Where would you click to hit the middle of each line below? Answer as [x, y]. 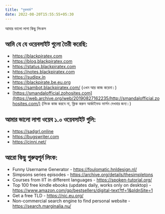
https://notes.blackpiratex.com [43, 72]
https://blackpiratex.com [37, 56]
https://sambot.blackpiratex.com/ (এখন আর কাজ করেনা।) [64, 87]
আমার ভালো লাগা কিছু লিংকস [26, 28]
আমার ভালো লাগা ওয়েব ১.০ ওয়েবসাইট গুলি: [51, 119]
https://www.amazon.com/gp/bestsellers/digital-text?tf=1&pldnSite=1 [82, 190]
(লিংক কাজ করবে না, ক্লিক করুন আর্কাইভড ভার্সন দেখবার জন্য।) [86, 104]
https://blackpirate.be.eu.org [41, 83]
